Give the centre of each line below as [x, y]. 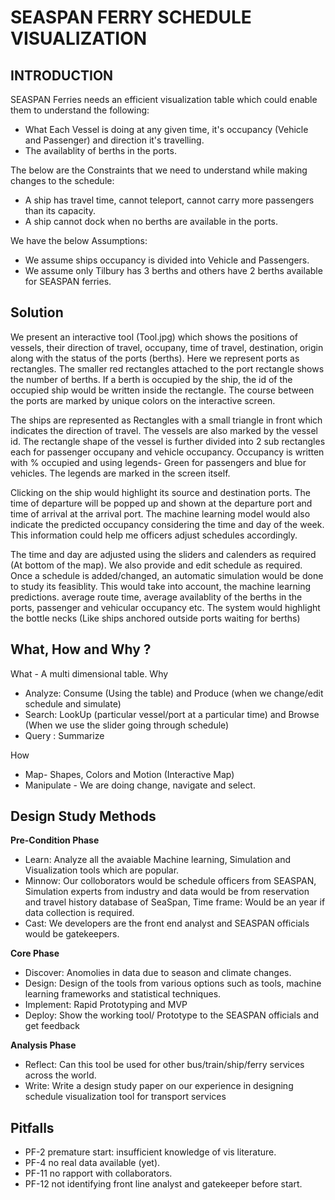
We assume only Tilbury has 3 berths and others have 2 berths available [173, 270]
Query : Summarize [64, 735]
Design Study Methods [83, 816]
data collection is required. [79, 913]
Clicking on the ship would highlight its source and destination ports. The [161, 492]
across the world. [60, 1075]
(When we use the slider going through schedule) [127, 725]
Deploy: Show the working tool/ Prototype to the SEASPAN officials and [172, 1015]
